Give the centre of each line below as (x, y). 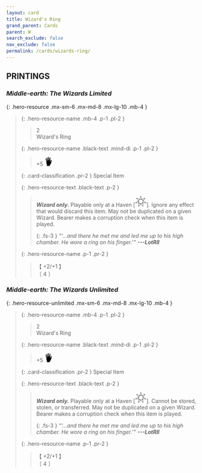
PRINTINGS (28, 77)
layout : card (23, 13)
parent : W (19, 32)
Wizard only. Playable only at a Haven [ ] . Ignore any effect (115, 204)
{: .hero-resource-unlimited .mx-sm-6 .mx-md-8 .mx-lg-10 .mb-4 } (90, 303)
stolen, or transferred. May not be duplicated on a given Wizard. (116, 407)
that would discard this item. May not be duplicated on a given (114, 211)
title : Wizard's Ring (34, 19)
